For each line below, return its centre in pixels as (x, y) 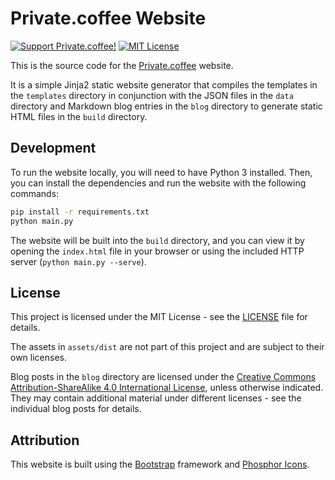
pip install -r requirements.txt (80, 212)
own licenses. (38, 358)
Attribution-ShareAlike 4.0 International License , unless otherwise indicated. (167, 388)
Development (53, 148)
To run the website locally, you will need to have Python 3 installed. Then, (161, 172)
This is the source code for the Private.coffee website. (122, 65)
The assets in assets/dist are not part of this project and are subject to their (167, 347)
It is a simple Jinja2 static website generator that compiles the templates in (164, 84)
